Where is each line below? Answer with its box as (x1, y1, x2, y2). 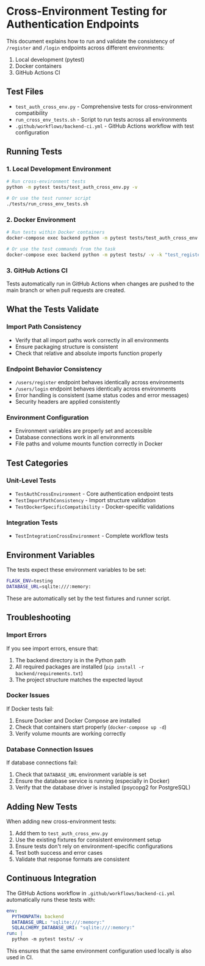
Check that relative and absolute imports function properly (15, 349, 163, 357)
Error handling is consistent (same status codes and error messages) (15, 392, 189, 399)
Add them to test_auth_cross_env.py (15, 829, 109, 836)
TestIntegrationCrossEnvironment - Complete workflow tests (15, 532, 169, 540)
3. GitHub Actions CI (6, 266, 68, 274)
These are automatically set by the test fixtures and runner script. (6, 595, 171, 602)
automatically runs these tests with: (6, 896, 96, 903)
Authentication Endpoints (6, 17, 139, 31)
